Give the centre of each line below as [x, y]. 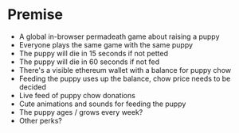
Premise [35, 15]
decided [33, 87]
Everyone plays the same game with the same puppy [106, 44]
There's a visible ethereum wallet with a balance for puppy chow [125, 70]
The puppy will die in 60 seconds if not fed [89, 62]
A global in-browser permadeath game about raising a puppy [119, 36]
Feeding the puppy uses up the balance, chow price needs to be [125, 78]
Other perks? [41, 120]
